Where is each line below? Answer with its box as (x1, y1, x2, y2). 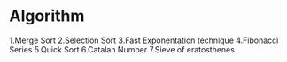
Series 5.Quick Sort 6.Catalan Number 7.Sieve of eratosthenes (9, 44, 235, 54)
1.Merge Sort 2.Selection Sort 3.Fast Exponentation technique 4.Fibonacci (9, 35, 279, 45)
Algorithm (9, 6, 85, 26)
